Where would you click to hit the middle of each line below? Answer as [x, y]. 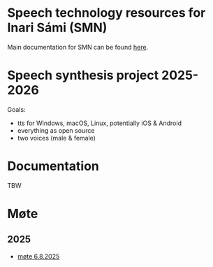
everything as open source [56, 130]
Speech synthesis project [83, 75]
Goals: [16, 109]
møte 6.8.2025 [38, 256]
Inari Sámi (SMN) [57, 28]
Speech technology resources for [106, 13]
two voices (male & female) [57, 138]
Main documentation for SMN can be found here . [78, 47]
